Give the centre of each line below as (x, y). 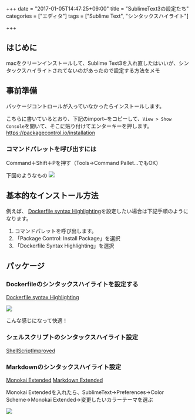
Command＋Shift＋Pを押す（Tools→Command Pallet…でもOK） (84, 163)
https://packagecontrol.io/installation (51, 133)
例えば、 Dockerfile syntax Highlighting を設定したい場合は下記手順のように (97, 211)
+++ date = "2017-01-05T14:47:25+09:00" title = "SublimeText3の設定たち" (97, 9)
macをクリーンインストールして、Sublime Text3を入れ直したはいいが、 (93, 63)
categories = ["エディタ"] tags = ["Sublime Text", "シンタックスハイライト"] (97, 16)
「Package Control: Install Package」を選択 (67, 238)
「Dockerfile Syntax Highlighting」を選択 (64, 246)
